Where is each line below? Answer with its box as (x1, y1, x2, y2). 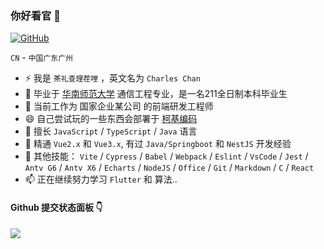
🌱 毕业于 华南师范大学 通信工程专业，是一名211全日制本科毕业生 (24, 88, 288, 100)
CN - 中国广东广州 (10, 52, 74, 64)
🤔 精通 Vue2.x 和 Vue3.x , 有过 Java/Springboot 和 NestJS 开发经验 (24, 138, 292, 150)
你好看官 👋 (10, 8, 62, 22)
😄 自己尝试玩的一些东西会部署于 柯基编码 (24, 113, 198, 125)
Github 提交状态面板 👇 (10, 201, 103, 213)
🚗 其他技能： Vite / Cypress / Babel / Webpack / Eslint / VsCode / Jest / (24, 150, 309, 162)
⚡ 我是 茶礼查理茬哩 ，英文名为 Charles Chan (24, 72, 201, 84)
